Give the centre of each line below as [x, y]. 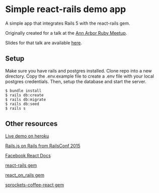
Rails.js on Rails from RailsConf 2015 [43, 146]
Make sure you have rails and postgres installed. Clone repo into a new [78, 71]
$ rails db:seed [22, 104]
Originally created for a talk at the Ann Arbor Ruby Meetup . [66, 33]
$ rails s [16, 108]
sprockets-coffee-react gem [35, 184]
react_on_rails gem [25, 175]
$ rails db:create [24, 95]
